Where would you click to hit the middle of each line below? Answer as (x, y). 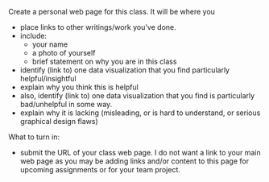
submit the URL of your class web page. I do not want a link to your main (140, 153)
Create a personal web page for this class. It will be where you (112, 12)
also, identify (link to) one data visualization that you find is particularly (137, 95)
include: (33, 36)
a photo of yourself (64, 53)
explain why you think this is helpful (79, 87)
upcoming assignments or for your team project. (100, 170)
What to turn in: (34, 137)
